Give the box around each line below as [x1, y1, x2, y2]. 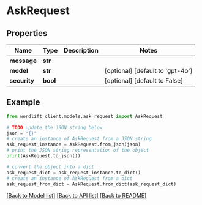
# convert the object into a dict [6, 163, 95, 170]
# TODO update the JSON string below [6, 124, 103, 130]
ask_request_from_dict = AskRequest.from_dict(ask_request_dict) [6, 181, 176, 187]
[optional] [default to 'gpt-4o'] [104, 67, 193, 75]
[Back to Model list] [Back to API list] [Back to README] [6, 192, 147, 199]
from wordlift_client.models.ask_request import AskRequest [6, 113, 163, 119]
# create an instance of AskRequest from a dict [6, 175, 133, 181]
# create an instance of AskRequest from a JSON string [6, 136, 152, 142]
